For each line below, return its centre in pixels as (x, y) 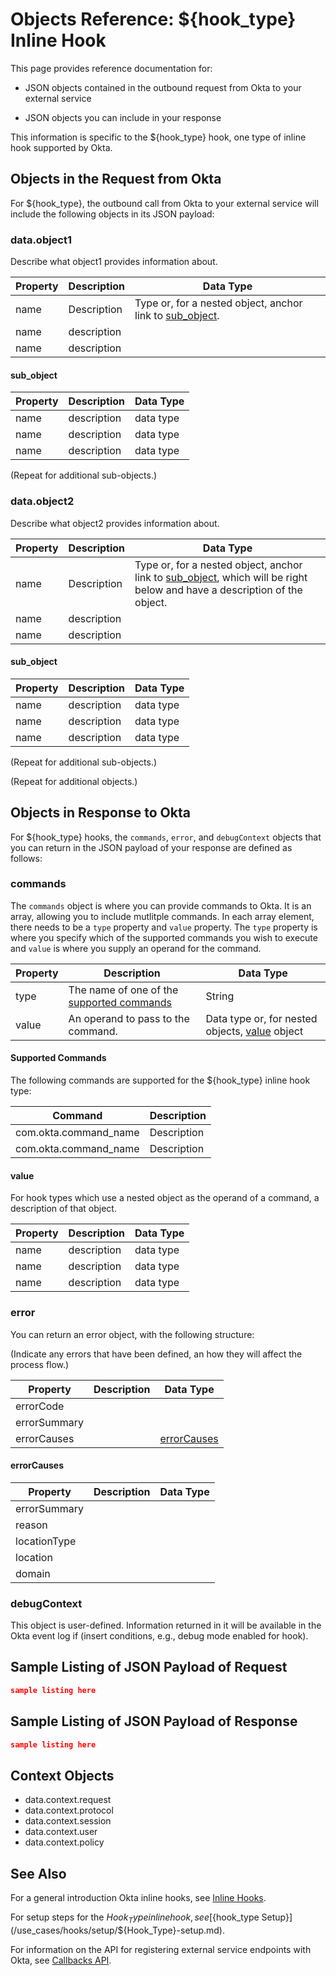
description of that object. (63, 1209)
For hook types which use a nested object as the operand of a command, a (165, 1198)
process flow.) (40, 1364)
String (220, 996)
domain (33, 1573)
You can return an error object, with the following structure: (132, 1334)
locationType (46, 1541)
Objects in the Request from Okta (116, 179)
